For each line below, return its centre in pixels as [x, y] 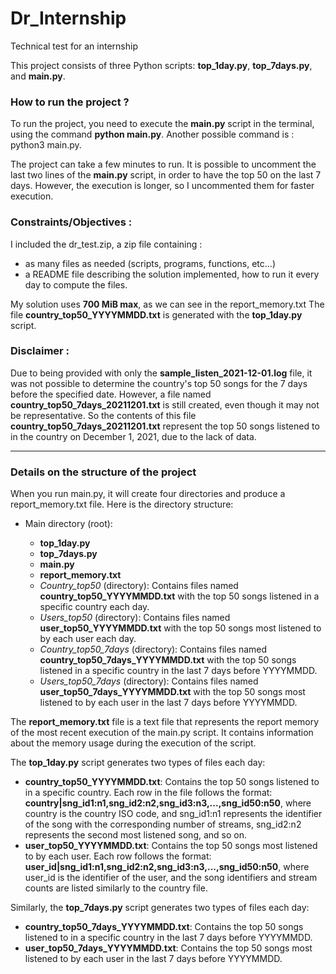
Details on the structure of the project [103, 472]
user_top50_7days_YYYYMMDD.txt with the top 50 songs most [172, 692]
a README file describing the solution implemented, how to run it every [172, 274]
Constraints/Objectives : [71, 222]
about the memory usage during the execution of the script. [133, 743]
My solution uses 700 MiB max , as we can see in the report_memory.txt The [167, 304]
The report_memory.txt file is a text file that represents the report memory [164, 722]
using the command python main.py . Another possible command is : [152, 134]
